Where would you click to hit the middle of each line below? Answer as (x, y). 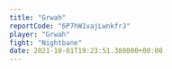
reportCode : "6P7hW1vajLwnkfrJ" (70, 26)
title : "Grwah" (38, 17)
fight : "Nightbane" (46, 43)
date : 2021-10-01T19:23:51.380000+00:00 (86, 51)
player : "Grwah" (40, 34)
